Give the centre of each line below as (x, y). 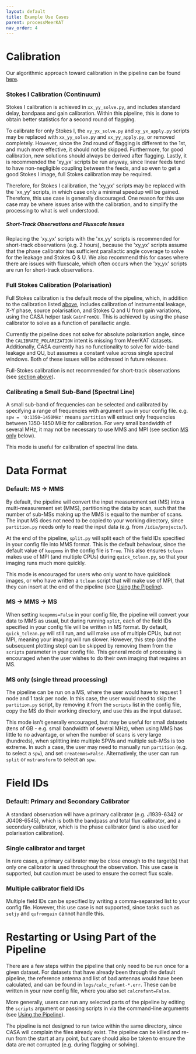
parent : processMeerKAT (35, 22)
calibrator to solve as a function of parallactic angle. (69, 323)
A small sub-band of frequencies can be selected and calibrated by (87, 405)
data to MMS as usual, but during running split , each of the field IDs (89, 621)
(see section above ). (31, 377)
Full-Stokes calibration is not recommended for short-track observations (93, 370)
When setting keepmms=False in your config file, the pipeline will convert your (98, 614)
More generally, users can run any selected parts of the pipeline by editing (96, 1002)
